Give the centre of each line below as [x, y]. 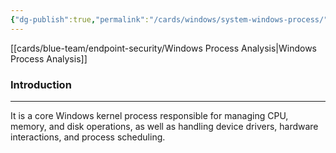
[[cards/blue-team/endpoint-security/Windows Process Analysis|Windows [163, 48]
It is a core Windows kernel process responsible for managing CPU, [149, 115]
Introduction [41, 84]
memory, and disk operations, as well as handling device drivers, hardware [164, 126]
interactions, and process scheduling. [88, 137]
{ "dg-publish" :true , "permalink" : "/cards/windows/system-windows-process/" [169, 19]
